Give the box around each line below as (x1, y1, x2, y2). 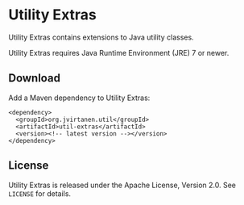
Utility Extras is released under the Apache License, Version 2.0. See (8, 180, 236, 190)
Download (8, 71, 60, 86)
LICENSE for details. (8, 188, 71, 199)
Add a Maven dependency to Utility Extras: (8, 93, 151, 102)
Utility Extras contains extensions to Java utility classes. (8, 32, 195, 42)
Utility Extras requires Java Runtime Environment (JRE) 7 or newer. (8, 48, 230, 57)
